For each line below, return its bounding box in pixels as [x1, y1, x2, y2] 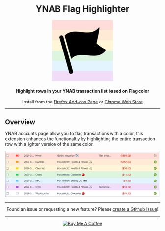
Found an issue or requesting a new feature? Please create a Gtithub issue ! [6, 206, 159, 212]
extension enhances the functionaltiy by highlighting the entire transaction [5, 136, 156, 142]
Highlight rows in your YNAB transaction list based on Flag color [15, 88, 150, 94]
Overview [5, 118, 36, 126]
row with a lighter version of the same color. [5, 141, 94, 147]
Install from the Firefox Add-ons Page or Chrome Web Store [22, 99, 143, 105]
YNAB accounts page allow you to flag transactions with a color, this [5, 130, 143, 136]
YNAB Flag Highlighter [35, 3, 130, 15]
